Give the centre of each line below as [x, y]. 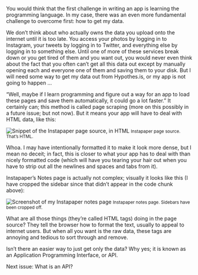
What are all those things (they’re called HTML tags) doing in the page [92, 219]
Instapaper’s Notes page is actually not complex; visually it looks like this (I [97, 178]
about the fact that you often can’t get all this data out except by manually [96, 64]
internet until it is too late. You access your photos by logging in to [87, 39]
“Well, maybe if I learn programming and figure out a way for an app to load [98, 94]
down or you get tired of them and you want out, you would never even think [99, 58]
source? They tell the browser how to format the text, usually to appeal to [95, 225]
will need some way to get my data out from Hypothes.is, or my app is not [96, 77]
